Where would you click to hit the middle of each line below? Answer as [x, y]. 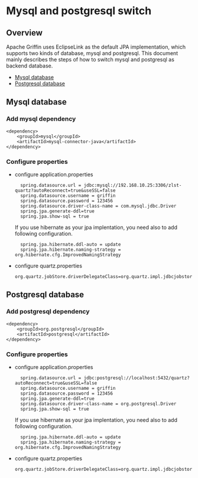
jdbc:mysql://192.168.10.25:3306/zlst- [133, 185]
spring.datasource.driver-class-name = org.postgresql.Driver [98, 403]
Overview [25, 33]
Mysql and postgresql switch [79, 11]
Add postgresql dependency [48, 312]
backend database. [30, 66]
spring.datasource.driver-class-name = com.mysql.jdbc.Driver [98, 206]
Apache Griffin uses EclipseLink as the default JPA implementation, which [96, 47]
